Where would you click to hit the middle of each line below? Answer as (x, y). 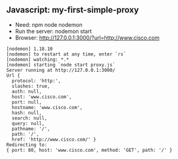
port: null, (27, 102)
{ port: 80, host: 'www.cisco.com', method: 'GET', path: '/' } (89, 150)
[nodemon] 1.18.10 (29, 49)
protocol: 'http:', (36, 81)
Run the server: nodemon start (53, 31)
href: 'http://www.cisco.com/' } (54, 140)
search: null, (29, 118)
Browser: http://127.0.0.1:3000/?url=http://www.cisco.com (87, 37)
